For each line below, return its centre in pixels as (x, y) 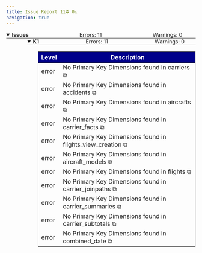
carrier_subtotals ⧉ (90, 223)
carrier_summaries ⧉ (92, 206)
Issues (20, 34)
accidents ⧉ (80, 92)
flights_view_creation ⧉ (95, 144)
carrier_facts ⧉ (84, 127)
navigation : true (28, 18)
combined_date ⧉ (87, 241)
